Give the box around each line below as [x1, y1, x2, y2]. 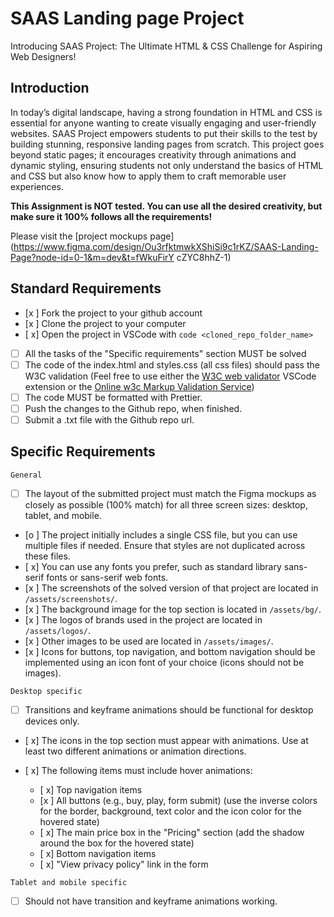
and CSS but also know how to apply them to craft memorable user [10, 170, 287, 182]
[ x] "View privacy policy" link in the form [39, 858, 209, 870]
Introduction [10, 80, 90, 97]
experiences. [10, 180, 65, 192]
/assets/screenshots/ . [24, 592, 118, 604]
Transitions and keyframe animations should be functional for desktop [24, 703, 314, 716]
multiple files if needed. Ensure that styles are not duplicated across [24, 539, 306, 551]
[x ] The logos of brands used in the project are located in [24, 613, 263, 626]
